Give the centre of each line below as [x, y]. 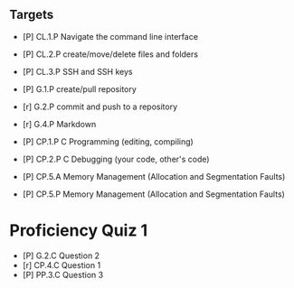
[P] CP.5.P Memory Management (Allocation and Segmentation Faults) [153, 194]
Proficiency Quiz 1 [79, 230]
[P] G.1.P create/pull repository [80, 88]
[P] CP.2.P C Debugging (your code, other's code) [116, 159]
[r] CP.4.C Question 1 [62, 265]
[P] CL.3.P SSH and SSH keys [77, 71]
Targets [32, 15]
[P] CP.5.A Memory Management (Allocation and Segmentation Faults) [154, 176]
